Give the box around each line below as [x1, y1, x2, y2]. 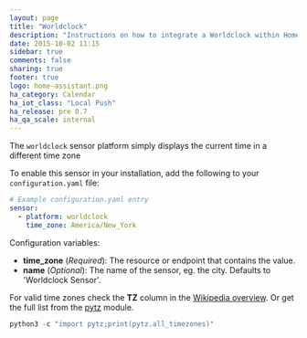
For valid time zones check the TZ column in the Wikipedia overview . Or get [9, 291, 294, 302]
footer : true [9, 73, 59, 82]
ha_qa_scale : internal [9, 115, 96, 124]
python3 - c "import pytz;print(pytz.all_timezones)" [9, 319, 215, 329]
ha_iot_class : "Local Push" [9, 98, 117, 108]
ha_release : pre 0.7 [9, 107, 89, 116]
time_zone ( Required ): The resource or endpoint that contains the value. [22, 255, 296, 266]
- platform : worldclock [17, 212, 108, 221]
